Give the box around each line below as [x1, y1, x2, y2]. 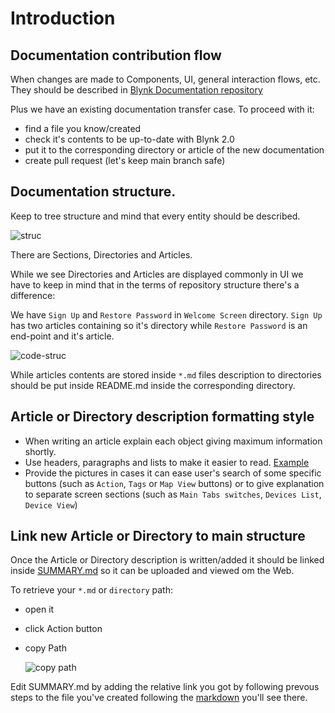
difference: [10, 289, 56, 301]
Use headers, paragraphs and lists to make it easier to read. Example [24, 456, 310, 468]
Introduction [10, 7, 116, 30]
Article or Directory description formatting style [10, 408, 315, 426]
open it [24, 603, 55, 616]
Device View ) [24, 498, 78, 511]
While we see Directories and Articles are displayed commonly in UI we [10, 268, 304, 280]
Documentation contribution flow [10, 47, 222, 64]
